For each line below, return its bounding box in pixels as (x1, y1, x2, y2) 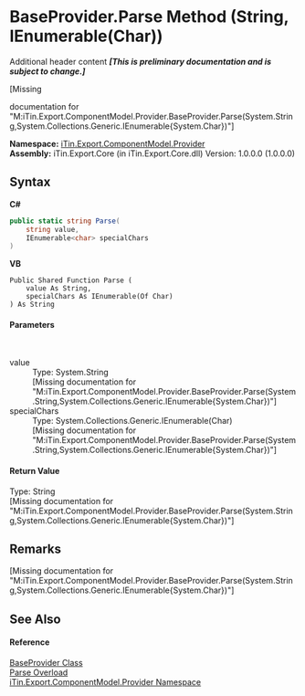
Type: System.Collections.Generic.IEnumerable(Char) (32, 416, 233, 427)
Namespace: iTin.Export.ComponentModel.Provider (9, 138, 205, 149)
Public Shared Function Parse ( (9, 276, 132, 285)
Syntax (9, 174, 51, 190)
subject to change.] (9, 66, 86, 77)
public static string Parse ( (9, 216, 121, 226)
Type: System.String (32, 367, 110, 378)
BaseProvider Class (9, 658, 84, 669)
